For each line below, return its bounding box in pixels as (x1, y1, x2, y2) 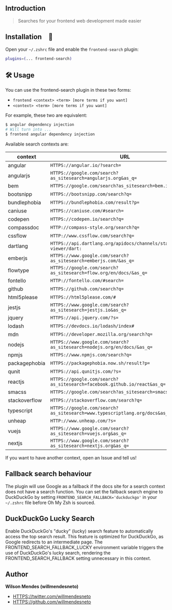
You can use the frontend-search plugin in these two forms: (5, 87, 132, 93)
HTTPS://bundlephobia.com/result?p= (50, 199, 140, 205)
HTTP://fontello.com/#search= (50, 278, 124, 283)
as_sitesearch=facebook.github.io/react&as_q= (50, 381, 166, 387)
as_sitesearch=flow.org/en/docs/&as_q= (50, 270, 147, 276)
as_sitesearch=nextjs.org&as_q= (50, 443, 130, 449)
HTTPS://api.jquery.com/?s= (50, 314, 119, 321)
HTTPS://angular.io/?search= (50, 162, 121, 168)
